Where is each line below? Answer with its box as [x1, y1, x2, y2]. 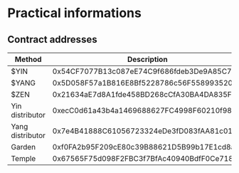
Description [127, 55, 169, 64]
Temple [11, 154, 36, 163]
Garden [11, 142, 36, 152]
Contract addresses [7, 33, 97, 46]
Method [14, 55, 42, 64]
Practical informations [7, 5, 142, 21]
